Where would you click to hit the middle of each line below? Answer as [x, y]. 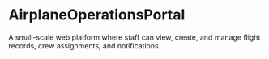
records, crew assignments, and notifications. [85, 45]
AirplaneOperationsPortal [97, 15]
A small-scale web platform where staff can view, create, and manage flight [134, 37]
